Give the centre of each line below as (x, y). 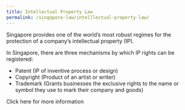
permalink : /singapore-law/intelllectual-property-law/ (78, 17)
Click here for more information (45, 101)
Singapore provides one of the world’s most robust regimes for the (89, 34)
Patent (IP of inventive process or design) (67, 70)
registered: (20, 59)
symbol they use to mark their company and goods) (79, 90)
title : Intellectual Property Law (50, 12)
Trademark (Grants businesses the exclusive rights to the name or (97, 83)
